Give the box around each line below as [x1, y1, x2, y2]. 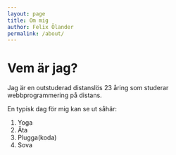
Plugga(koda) [17, 133, 57, 142]
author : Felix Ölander [7, 23, 74, 30]
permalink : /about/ [7, 30, 65, 37]
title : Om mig [7, 17, 49, 24]
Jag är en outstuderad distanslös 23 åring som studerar [7, 84, 169, 92]
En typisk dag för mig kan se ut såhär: [7, 105, 118, 113]
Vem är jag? [7, 61, 78, 76]
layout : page [7, 10, 46, 18]
